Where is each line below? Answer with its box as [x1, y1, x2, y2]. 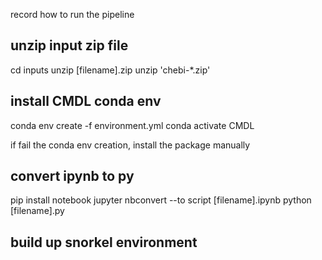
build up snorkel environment [10, 234, 198, 251]
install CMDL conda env [10, 93, 162, 110]
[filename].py [10, 205, 65, 217]
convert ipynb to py [10, 168, 135, 185]
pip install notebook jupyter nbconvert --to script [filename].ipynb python [10, 194, 312, 206]
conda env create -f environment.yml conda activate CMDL [10, 119, 255, 131]
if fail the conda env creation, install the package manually [10, 139, 251, 151]
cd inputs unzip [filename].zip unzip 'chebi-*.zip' [10, 64, 211, 76]
